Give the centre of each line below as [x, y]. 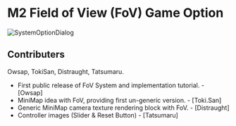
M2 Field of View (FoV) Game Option [116, 13]
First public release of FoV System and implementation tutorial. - [111, 85]
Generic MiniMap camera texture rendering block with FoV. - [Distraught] [123, 108]
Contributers [36, 55]
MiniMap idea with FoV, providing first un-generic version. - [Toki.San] [119, 100]
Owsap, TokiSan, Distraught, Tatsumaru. [66, 71]
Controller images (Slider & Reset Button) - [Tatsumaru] [98, 115]
